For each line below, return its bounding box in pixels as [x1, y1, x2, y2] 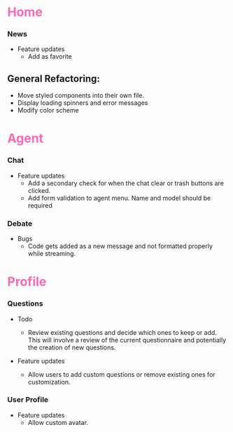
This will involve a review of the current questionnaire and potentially [27, 336, 227, 344]
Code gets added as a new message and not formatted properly [27, 242, 213, 250]
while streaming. [27, 250, 76, 258]
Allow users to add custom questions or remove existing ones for [27, 370, 216, 378]
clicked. [27, 186, 51, 194]
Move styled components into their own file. [17, 92, 145, 100]
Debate [7, 218, 33, 228]
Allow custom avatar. [27, 418, 89, 426]
